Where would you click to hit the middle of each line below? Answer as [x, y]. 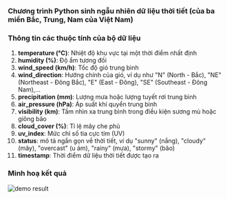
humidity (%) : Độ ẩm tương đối [62, 61]
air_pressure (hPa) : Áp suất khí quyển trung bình [87, 104]
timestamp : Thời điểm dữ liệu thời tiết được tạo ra [88, 156]
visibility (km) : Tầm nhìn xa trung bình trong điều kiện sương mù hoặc [117, 112]
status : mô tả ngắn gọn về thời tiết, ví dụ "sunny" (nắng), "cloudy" [112, 141]
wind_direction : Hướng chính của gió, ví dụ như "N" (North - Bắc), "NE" [120, 75]
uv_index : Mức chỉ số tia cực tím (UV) [71, 134]
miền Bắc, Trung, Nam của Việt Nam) [71, 19]
